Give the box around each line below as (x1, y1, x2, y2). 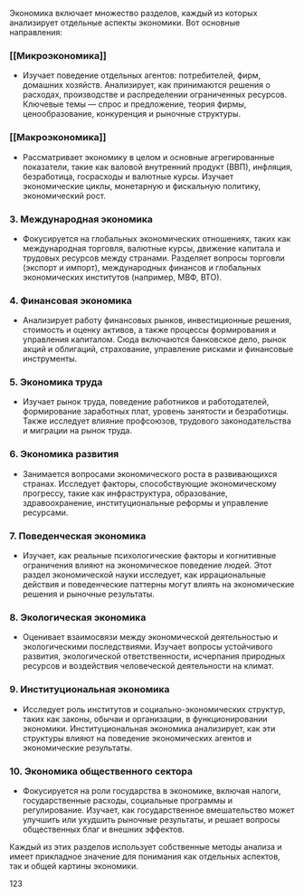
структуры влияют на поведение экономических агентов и (22, 732, 252, 743)
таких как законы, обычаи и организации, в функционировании (22, 713, 269, 724)
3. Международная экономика (9, 213, 154, 225)
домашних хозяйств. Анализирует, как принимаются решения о (22, 80, 271, 91)
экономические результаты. (22, 742, 133, 753)
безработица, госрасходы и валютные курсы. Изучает (22, 171, 234, 182)
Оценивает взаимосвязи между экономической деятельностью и (22, 632, 279, 643)
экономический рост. (22, 190, 107, 201)
